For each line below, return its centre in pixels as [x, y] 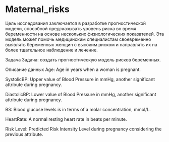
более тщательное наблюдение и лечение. [52, 50]
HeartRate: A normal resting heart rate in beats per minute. [66, 119]
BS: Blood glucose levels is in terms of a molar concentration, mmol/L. [78, 109]
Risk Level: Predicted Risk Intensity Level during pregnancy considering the [83, 129]
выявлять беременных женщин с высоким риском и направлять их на [81, 44]
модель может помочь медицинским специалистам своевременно [78, 39]
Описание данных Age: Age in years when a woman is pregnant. [73, 69]
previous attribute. [24, 134]
